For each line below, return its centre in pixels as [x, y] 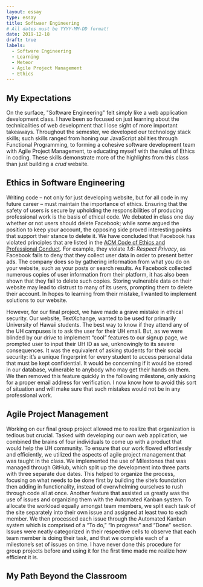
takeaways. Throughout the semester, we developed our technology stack [99, 132]
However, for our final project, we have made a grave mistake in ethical [95, 312]
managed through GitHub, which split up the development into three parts [98, 467]
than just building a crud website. [48, 164]
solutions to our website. [37, 300]
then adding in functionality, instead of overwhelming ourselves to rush [95, 486]
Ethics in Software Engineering [66, 183]
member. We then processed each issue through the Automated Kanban [96, 518]
